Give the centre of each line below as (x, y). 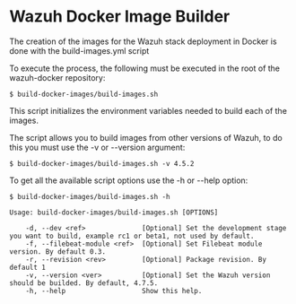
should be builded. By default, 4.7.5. (84, 283)
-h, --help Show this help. (114, 291)
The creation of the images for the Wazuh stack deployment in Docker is (143, 41)
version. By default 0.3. (57, 252)
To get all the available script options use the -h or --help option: (129, 180)
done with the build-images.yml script (79, 50)
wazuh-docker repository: (57, 77)
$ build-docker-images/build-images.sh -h (90, 196)
